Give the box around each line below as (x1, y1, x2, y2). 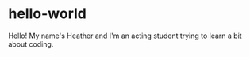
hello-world (8, 5, 87, 23)
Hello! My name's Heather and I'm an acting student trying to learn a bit (8, 31, 242, 40)
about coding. (8, 39, 54, 48)
